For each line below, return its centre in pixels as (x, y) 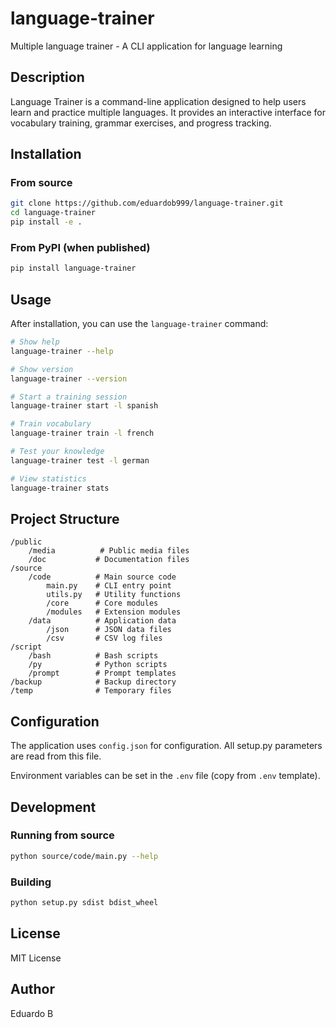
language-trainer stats (60, 488)
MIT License (36, 958)
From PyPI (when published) (80, 247)
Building (31, 882)
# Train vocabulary (51, 424)
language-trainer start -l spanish (84, 406)
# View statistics (48, 478)
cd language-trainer (53, 213)
